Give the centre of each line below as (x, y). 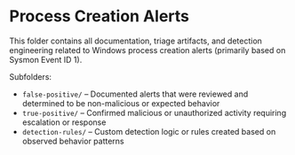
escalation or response (64, 122)
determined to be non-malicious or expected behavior (121, 103)
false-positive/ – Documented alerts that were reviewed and (135, 94)
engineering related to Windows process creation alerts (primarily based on (147, 50)
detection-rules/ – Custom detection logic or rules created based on (149, 131)
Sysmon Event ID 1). (46, 59)
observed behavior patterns (73, 141)
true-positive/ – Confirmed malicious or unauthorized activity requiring (154, 112)
